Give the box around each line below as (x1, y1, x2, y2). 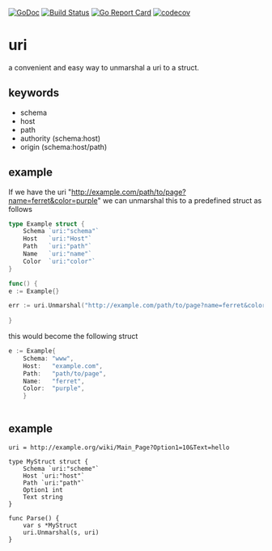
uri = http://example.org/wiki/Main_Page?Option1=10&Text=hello (8, 443, 230, 451)
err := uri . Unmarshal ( (8, 302, 85, 310)
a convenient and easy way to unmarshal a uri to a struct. (8, 62, 200, 72)
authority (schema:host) (19, 134, 101, 143)
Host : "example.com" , (23, 362, 104, 370)
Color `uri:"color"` (23, 257, 96, 265)
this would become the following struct (8, 332, 138, 341)
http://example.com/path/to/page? (71, 187, 186, 197)
